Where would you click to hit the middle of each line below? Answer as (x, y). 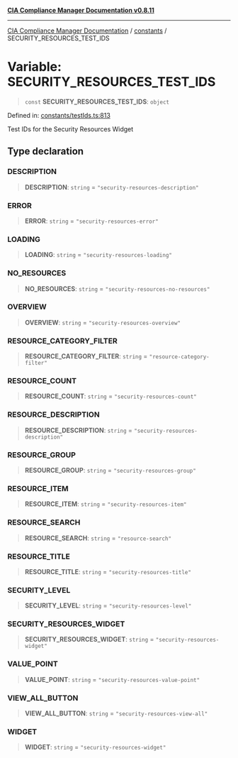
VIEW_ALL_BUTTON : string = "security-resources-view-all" (116, 713)
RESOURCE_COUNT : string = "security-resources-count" (110, 396)
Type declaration (45, 152)
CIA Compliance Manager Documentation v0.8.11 (81, 10)
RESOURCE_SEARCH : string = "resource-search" (98, 538)
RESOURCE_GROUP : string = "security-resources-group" (110, 470)
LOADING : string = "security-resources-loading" (98, 255)
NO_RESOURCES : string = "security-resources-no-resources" (117, 289)
